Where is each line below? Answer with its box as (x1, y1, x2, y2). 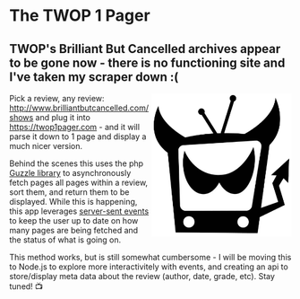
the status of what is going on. (9, 234, 122, 245)
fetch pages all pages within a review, (9, 177, 149, 188)
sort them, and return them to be (9, 187, 130, 198)
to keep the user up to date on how (9, 215, 139, 225)
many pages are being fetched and (9, 225, 139, 235)
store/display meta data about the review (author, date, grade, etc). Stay (9, 271, 276, 281)
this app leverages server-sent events (9, 206, 150, 216)
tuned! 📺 (9, 281, 43, 292)
